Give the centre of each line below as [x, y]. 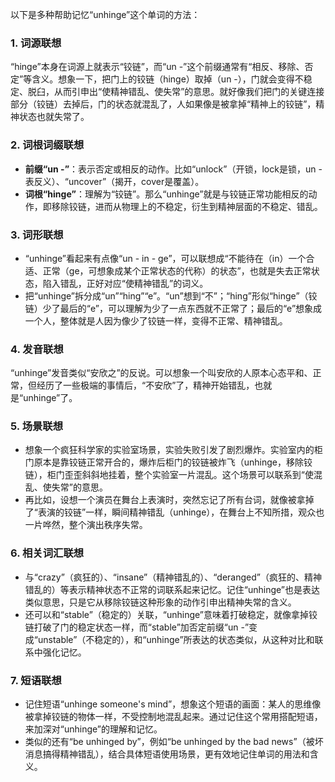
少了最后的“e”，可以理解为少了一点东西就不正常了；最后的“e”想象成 [182, 308]
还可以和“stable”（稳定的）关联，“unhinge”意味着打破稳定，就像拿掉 [167, 614]
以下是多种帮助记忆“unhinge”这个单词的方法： [105, 14]
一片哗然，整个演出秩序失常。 [86, 525]
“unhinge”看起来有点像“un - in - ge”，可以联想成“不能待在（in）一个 [165, 258]
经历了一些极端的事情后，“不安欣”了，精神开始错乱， [145, 385]
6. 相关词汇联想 [47, 553]
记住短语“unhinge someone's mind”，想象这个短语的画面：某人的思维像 [173, 704]
